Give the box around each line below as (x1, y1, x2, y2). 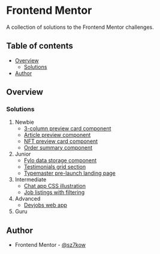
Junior (14, 151, 31, 158)
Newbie (14, 118, 34, 126)
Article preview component (23, 132, 91, 139)
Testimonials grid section (23, 163, 86, 171)
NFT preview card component (23, 138, 98, 145)
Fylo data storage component (23, 157, 97, 164)
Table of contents (6, 41, 73, 51)
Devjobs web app (23, 202, 68, 209)
